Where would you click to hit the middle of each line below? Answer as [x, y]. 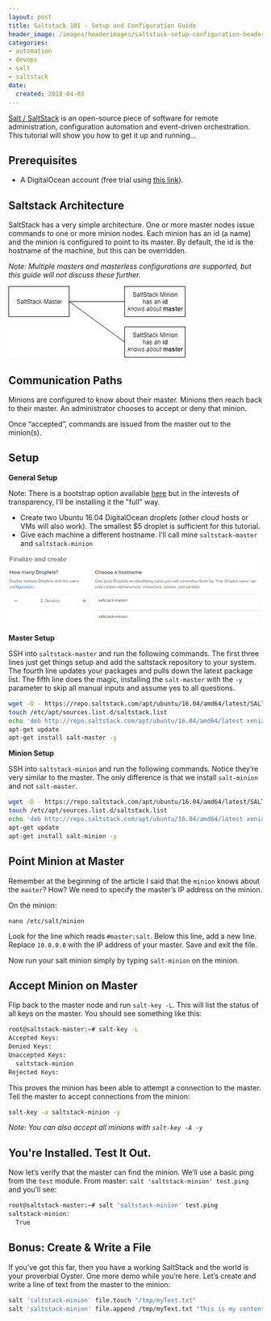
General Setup [33, 477]
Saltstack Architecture [67, 205]
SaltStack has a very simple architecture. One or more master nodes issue [131, 225]
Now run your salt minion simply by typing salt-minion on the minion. [124, 960]
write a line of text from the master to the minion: [90, 1284]
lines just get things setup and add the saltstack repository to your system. [132, 662]
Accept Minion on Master [73, 986]
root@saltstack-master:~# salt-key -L [73, 1030]
